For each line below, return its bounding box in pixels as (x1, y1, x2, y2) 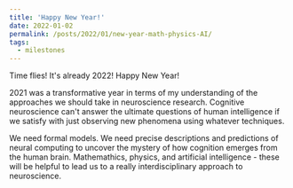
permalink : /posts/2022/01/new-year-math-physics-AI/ (9, 29, 213, 38)
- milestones (17, 46, 66, 55)
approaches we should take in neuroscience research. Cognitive (9, 97, 245, 107)
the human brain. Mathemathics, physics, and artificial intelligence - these (9, 152, 280, 162)
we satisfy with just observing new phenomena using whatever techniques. (9, 116, 285, 127)
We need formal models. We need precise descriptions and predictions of (9, 133, 279, 144)
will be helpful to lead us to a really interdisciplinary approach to (9, 161, 243, 172)
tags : (9, 37, 29, 47)
